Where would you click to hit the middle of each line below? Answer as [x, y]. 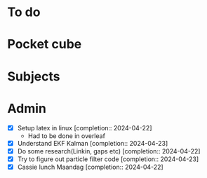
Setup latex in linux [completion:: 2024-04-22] [85, 128]
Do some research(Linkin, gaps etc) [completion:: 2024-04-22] [109, 151]
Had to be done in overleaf [66, 136]
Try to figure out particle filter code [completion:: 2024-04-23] [108, 159]
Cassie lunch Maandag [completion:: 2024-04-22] [90, 167]
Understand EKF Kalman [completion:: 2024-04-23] [93, 143]
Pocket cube [45, 44]
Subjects [34, 76]
